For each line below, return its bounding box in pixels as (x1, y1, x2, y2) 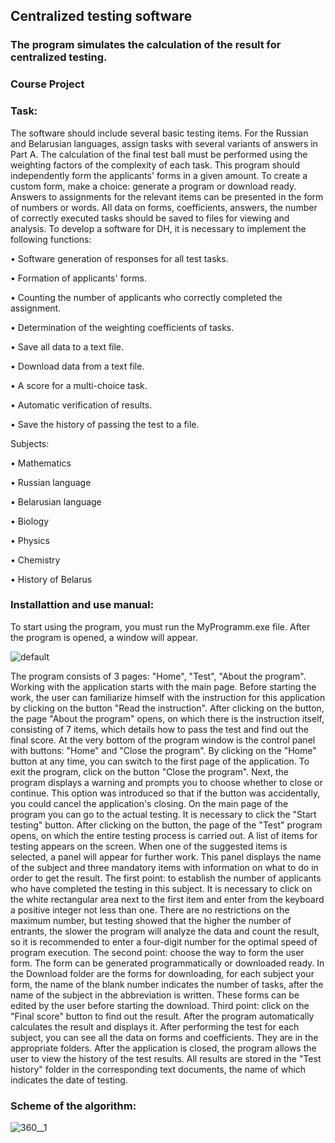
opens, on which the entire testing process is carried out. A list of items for (10, 829, 318, 841)
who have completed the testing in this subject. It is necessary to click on (10, 882, 313, 894)
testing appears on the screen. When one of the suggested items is (10, 840, 288, 852)
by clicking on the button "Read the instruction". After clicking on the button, (10, 702, 325, 714)
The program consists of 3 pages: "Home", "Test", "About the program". (10, 670, 307, 682)
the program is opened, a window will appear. (10, 631, 198, 643)
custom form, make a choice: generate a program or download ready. (10, 180, 297, 192)
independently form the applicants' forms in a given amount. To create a (10, 169, 308, 181)
